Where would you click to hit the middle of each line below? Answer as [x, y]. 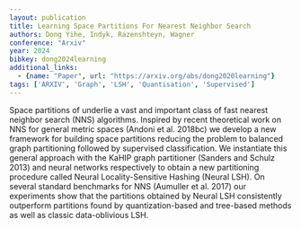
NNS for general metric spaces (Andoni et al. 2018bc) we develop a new [143, 129]
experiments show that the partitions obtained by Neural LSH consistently [146, 196]
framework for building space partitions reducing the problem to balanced [146, 138]
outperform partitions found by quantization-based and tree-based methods [150, 205]
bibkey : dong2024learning [58, 59]
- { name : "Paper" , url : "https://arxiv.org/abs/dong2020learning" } [146, 76]
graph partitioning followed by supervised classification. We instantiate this [148, 148]
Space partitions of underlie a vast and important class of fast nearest [139, 110]
